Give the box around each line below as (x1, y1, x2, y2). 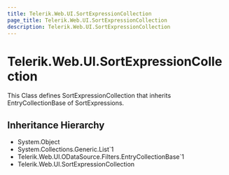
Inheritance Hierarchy (7, 119, 105, 131)
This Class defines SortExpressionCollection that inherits (7, 92, 172, 100)
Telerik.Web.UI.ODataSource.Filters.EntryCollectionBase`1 (17, 153, 184, 161)
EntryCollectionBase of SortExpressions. (7, 99, 125, 107)
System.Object (17, 138, 60, 146)
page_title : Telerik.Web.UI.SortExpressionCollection (7, 17, 168, 24)
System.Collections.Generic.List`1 (17, 145, 114, 154)
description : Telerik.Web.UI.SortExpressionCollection (7, 23, 171, 30)
